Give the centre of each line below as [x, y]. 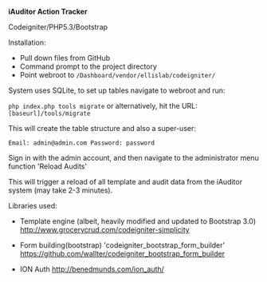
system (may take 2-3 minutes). [61, 190]
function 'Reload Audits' [48, 166]
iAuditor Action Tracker [48, 12]
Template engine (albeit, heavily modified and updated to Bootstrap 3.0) [138, 221]
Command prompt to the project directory [88, 66]
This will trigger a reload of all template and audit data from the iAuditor [126, 182]
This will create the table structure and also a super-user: [102, 128]
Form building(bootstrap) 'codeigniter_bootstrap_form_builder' [122, 245]
